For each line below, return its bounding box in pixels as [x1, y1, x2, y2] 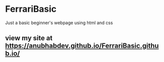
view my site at [5, 34, 53, 42]
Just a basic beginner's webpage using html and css [5, 20, 113, 26]
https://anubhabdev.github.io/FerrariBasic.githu [5, 42, 159, 50]
